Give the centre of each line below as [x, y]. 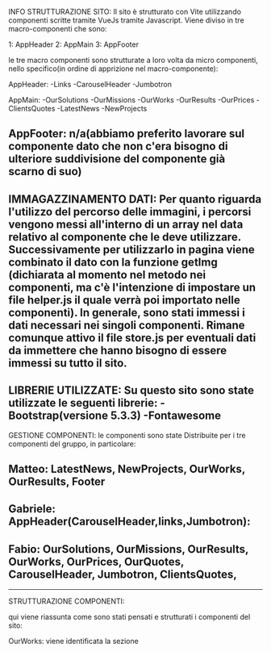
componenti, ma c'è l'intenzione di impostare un [132, 287]
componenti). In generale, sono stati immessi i [127, 313]
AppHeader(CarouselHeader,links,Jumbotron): [129, 522]
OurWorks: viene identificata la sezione [73, 642]
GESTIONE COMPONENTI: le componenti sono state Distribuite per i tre [127, 435]
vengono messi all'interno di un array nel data [126, 224]
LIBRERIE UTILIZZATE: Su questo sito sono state [131, 391]
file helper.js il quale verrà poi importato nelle [124, 300]
